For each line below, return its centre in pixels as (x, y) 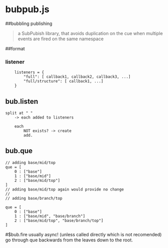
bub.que (19, 151)
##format (15, 48)
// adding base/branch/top (34, 198)
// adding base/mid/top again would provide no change (65, 189)
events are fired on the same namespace (61, 39)
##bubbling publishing (29, 23)
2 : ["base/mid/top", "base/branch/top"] (59, 221)
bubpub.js (27, 9)
